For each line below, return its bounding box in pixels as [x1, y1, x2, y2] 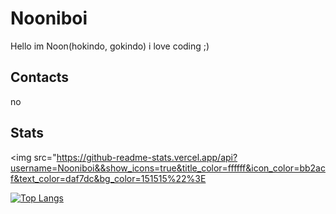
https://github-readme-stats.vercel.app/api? [56, 151, 238, 163]
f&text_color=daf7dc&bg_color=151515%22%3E [10, 172, 207, 184]
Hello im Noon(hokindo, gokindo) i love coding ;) [10, 40, 210, 52]
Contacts [10, 69, 70, 86]
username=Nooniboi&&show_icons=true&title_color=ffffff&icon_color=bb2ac [10, 162, 326, 174]
